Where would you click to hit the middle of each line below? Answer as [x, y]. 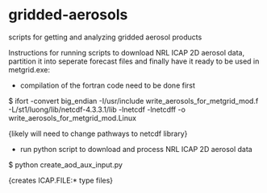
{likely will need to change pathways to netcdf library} [98, 133]
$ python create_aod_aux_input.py [66, 164]
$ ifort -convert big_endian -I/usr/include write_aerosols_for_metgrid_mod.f [133, 101]
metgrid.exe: [29, 69]
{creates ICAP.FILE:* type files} [61, 180]
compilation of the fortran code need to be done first [108, 85]
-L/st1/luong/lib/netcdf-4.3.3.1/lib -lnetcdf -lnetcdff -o [97, 109]
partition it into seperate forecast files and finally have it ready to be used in [134, 61]
